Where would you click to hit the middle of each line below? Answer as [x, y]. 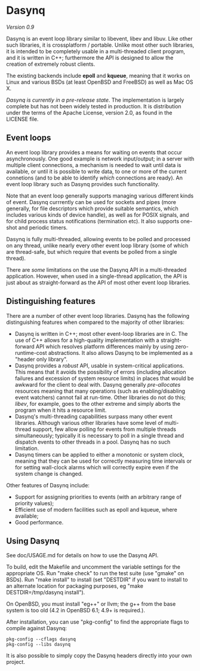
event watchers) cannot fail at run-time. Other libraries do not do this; [100, 397]
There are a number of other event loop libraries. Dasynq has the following [98, 315]
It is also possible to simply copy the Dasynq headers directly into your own [99, 655]
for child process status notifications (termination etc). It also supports [93, 221]
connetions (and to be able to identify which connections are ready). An [95, 178]
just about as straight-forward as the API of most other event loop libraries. [99, 283]
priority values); [34, 503]
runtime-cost [31, 353]
